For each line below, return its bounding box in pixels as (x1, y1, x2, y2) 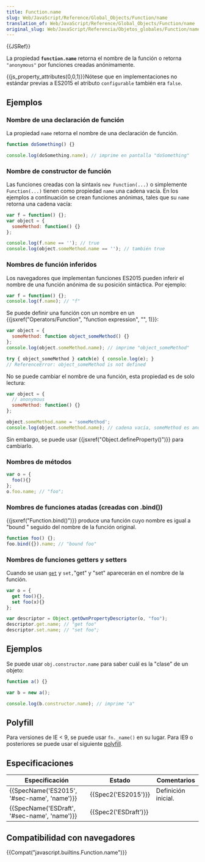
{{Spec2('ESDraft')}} (90, 808, 149, 817)
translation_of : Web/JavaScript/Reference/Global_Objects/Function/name (6, 20, 195, 26)
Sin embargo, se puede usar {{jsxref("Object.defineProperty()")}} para (6, 436, 184, 443)
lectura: (6, 379, 26, 386)
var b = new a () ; (6, 689, 51, 696)
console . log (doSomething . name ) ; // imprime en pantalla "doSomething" (6, 152, 190, 158)
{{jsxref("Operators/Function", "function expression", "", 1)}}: (6, 316, 159, 323)
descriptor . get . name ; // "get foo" (6, 622, 97, 628)
